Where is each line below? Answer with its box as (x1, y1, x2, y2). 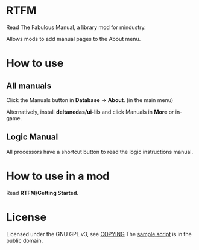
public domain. (6, 237, 43, 244)
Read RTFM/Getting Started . (6, 189, 79, 196)
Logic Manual (6, 132, 58, 143)
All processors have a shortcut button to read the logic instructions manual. (6, 148, 194, 155)
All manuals (6, 80, 52, 91)
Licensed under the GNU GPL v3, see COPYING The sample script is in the (6, 230, 192, 237)
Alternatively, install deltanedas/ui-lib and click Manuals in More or (6, 108, 174, 115)
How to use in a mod (6, 169, 110, 183)
